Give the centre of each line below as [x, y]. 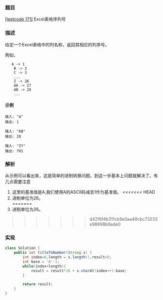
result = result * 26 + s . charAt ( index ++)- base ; [79, 271]
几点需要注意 [18, 182]
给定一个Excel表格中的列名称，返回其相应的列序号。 [57, 44]
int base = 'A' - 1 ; [41, 262]
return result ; [38, 284]
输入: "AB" [15, 131]
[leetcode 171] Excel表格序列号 [35, 19]
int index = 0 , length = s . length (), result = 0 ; [67, 257]
